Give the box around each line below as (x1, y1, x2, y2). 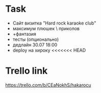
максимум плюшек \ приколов (12, 25, 80, 31)
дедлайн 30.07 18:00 (12, 41, 58, 48)
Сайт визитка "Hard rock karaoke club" (12, 20, 96, 26)
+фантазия (12, 31, 37, 37)
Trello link (5, 65, 48, 77)
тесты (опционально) (12, 36, 59, 42)
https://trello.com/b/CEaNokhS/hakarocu (5, 82, 91, 88)
